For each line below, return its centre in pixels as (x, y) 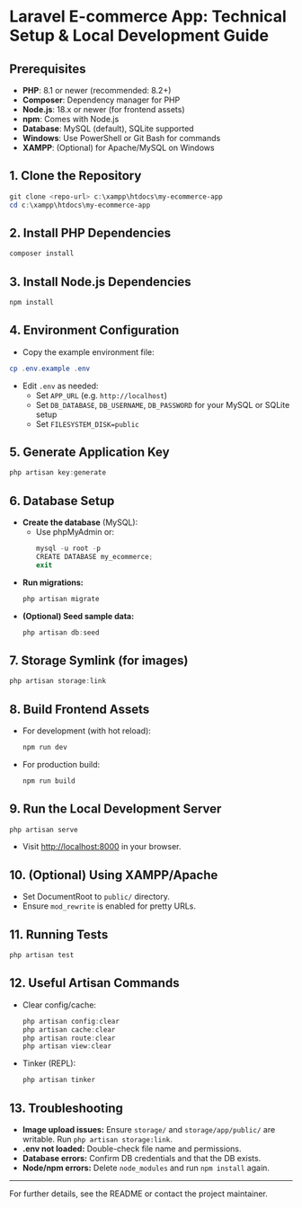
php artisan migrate (61, 599)
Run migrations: (53, 582)
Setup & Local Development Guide (139, 36)
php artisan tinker (59, 1080)
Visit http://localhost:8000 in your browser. (102, 847)
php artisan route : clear (69, 1038)
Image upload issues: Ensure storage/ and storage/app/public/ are (149, 1129)
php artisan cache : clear (69, 1030)
